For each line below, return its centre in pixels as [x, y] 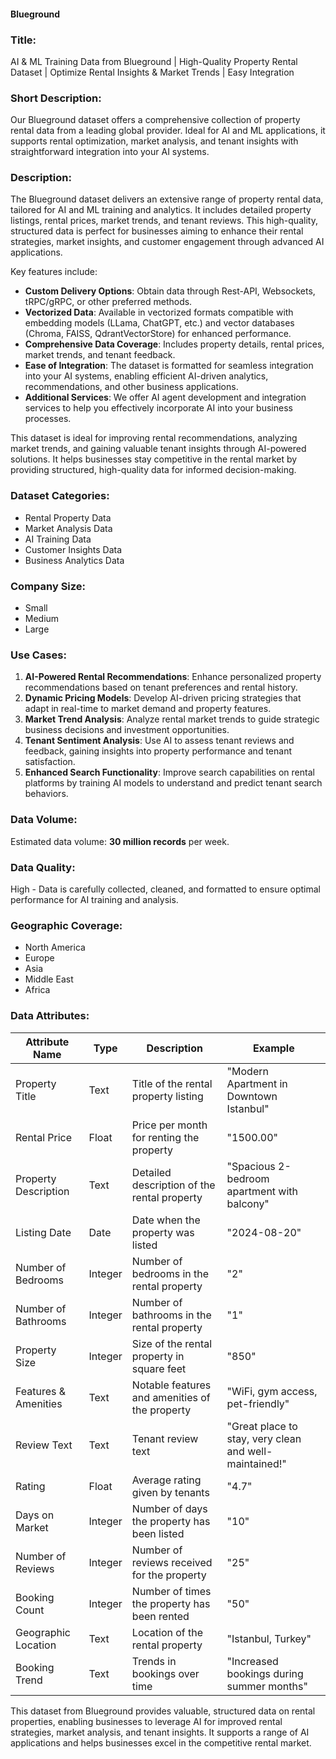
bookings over [165, 1673]
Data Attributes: [50, 1016]
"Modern [247, 1071]
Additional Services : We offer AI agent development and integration [165, 397]
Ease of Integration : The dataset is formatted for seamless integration [169, 366]
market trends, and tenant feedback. [100, 355]
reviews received [172, 1562]
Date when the [166, 1220]
